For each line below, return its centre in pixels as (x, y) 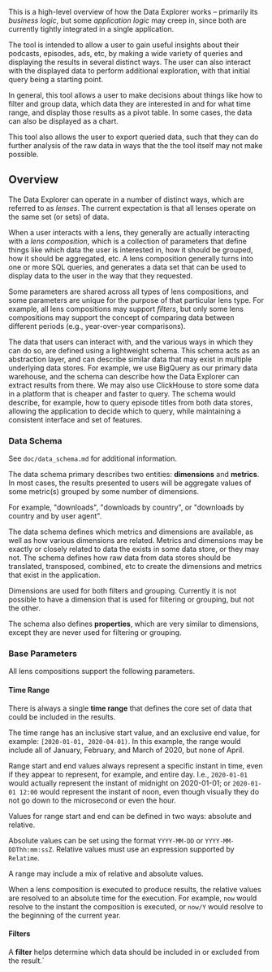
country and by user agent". (55, 516)
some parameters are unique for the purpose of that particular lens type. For (136, 300)
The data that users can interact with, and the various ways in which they (131, 342)
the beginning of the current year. (65, 915)
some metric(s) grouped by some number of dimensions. (104, 492)
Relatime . (24, 857)
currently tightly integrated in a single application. (91, 29)
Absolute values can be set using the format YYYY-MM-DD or (106, 840)
